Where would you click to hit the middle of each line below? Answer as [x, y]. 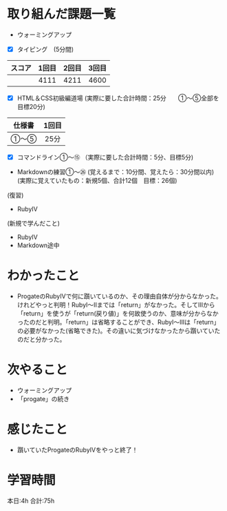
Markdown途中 [38, 245]
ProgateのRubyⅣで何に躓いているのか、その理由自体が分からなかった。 [119, 296]
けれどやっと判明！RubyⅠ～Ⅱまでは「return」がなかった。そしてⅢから [116, 305]
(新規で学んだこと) [34, 223]
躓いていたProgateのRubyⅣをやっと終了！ [77, 450]
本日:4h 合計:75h [31, 501]
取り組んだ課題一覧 [62, 14]
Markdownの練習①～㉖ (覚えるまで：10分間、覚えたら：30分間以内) [116, 172]
